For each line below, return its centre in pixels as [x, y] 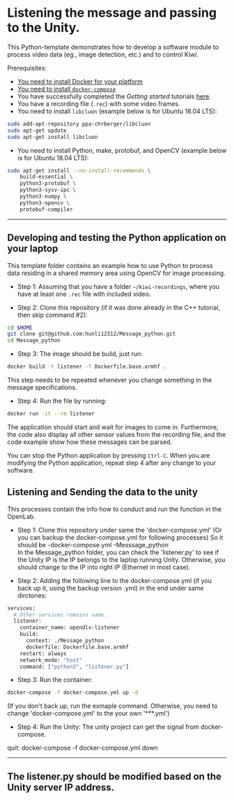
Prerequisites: [27, 68]
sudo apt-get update [37, 131]
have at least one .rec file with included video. [84, 294]
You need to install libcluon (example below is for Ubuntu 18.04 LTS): [117, 111]
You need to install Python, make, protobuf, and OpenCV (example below [122, 150]
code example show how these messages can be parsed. [90, 442]
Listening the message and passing [112, 13]
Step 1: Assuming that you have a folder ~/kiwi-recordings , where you [118, 286]
